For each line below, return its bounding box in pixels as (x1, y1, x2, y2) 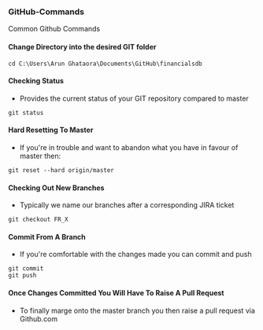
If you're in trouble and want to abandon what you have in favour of (19, 142, 239, 152)
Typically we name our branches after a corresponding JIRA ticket (19, 200, 235, 210)
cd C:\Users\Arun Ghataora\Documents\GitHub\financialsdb (8, 60, 202, 68)
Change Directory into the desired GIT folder (8, 42, 157, 51)
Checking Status (8, 76, 65, 86)
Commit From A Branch (8, 232, 87, 241)
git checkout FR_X (8, 215, 69, 224)
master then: (19, 151, 61, 160)
